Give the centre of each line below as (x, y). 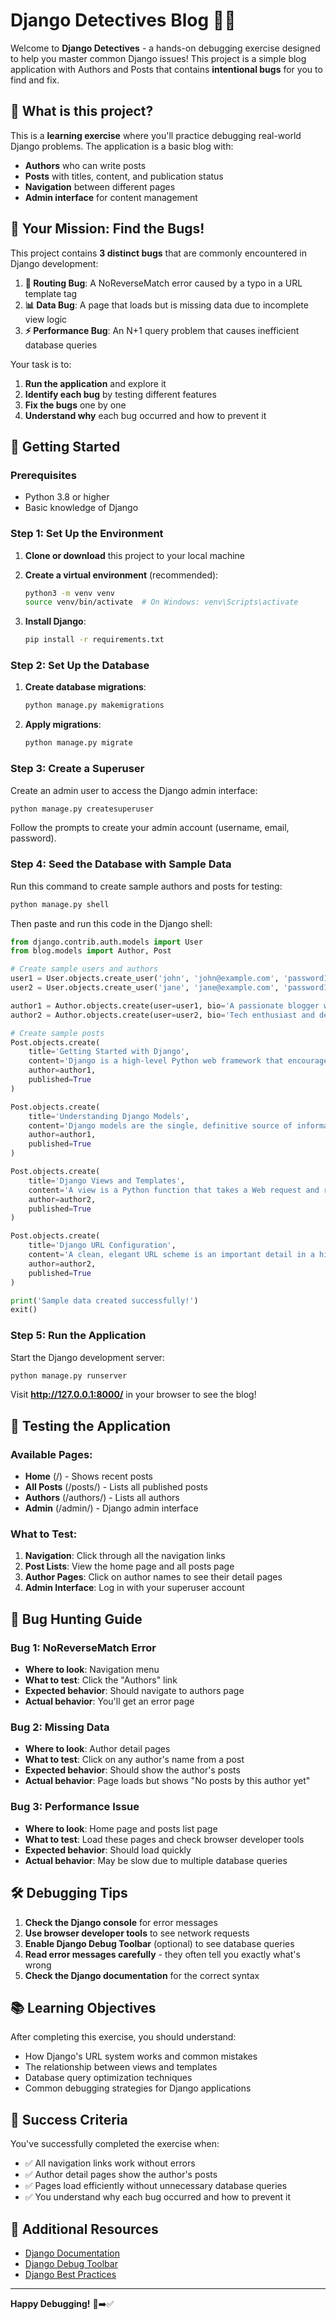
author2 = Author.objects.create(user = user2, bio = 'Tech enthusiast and (162, 1015)
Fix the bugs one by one (75, 405)
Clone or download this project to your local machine (135, 555)
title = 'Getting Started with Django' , (109, 1052)
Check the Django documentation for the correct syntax (142, 1975)
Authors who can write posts (85, 165)
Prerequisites (43, 475)
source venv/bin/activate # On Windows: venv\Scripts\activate (161, 602)
